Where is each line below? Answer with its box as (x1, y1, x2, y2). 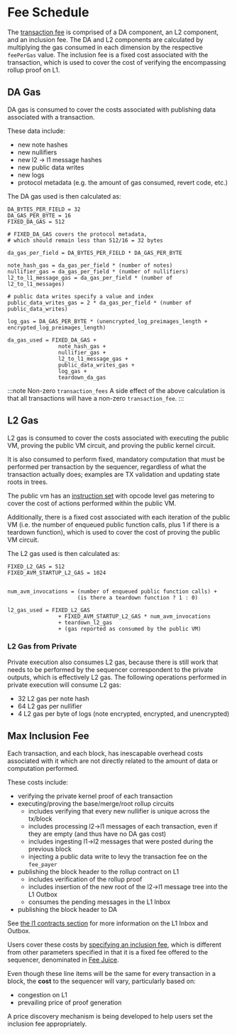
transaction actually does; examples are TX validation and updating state (7, 470, 220, 478)
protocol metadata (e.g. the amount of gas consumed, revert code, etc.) (17, 178, 228, 186)
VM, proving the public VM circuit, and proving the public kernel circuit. (7, 441, 216, 449)
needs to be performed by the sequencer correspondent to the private (7, 665, 214, 673)
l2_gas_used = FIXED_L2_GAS (7, 606, 91, 614)
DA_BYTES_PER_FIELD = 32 (7, 206, 81, 213)
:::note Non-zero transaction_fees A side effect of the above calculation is (7, 386, 226, 395)
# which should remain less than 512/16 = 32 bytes (7, 236, 163, 244)
